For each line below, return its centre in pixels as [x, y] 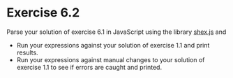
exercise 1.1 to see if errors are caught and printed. [89, 67]
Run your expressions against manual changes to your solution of [111, 59]
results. [28, 52]
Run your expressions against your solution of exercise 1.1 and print [113, 45]
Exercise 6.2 [43, 13]
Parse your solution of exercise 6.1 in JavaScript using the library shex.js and [116, 32]
